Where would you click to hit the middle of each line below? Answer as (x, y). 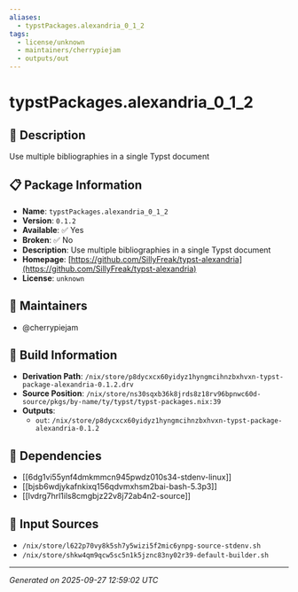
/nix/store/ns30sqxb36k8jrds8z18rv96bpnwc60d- (173, 394)
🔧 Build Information (63, 355)
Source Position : (53, 393)
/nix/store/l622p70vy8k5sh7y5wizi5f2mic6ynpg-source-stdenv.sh (141, 546)
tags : (19, 34)
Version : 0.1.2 (49, 220)
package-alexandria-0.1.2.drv (78, 385)
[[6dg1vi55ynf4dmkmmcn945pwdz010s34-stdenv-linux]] (127, 477)
